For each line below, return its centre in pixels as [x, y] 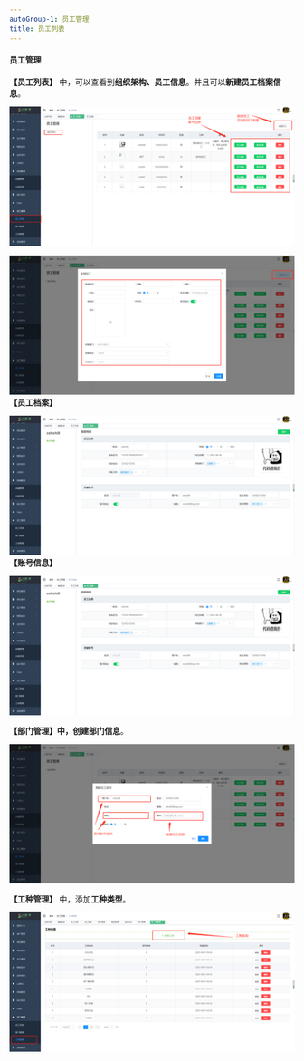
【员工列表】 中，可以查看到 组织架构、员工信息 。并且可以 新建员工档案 [141, 82]
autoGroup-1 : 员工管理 [49, 19]
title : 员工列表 [37, 29]
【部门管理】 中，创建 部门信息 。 [69, 731]
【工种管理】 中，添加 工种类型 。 [70, 899]
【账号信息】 [33, 563]
